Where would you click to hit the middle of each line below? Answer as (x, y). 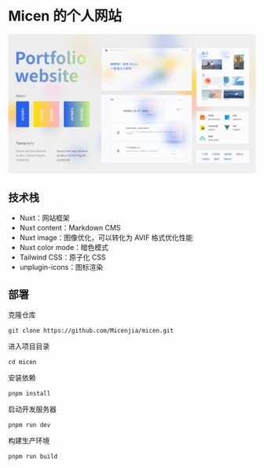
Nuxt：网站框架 (45, 218)
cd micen (22, 363)
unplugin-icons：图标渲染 (61, 267)
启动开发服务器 (32, 409)
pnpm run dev (29, 426)
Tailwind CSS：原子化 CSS (62, 257)
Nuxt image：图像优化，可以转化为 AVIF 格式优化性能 (106, 238)
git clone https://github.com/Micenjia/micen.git (91, 331)
